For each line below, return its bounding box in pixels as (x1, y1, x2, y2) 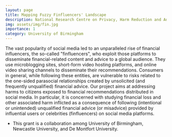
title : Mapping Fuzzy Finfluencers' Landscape (5, 12, 106, 17)
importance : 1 (5, 27, 36, 32)
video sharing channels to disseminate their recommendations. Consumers (5, 67, 164, 73)
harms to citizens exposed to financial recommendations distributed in (5, 89, 154, 95)
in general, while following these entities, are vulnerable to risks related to (5, 73, 161, 78)
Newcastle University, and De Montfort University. (12, 126, 119, 132)
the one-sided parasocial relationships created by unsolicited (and (5, 78, 145, 84)
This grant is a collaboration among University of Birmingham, (12, 121, 143, 126)
